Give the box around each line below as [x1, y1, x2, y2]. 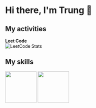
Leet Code [5, 38, 27, 44]
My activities [5, 25, 46, 33]
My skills [5, 58, 34, 66]
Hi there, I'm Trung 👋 [5, 5, 92, 16]
